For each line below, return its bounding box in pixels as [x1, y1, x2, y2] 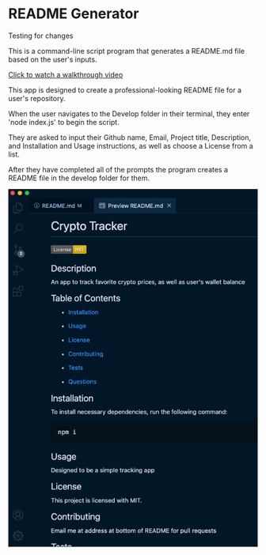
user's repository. [8, 93, 66, 103]
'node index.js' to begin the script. [8, 117, 120, 126]
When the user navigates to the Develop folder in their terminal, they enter [8, 108, 250, 119]
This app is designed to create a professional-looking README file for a [8, 85, 242, 95]
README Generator [8, 5, 139, 23]
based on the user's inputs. [8, 55, 97, 64]
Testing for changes [8, 31, 74, 40]
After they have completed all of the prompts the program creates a [8, 164, 228, 174]
